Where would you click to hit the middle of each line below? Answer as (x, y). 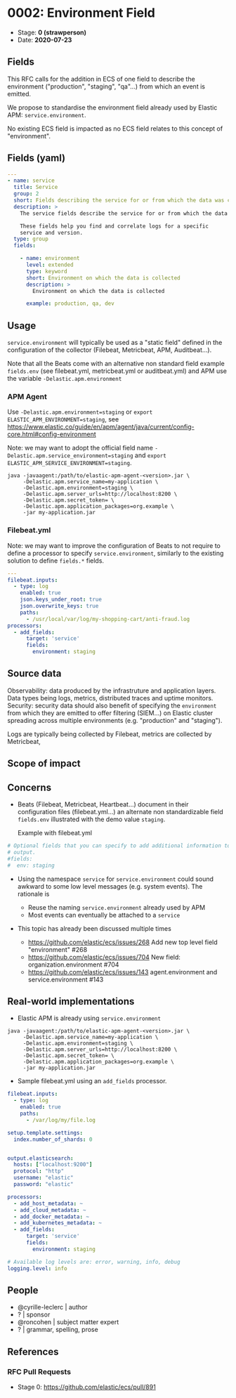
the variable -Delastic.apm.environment (65, 379)
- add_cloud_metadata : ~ (50, 1210)
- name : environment (50, 259)
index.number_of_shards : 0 (53, 1139)
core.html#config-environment (52, 434)
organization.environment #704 (73, 965)
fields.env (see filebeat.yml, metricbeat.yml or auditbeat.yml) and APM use (117, 371)
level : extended (50, 265)
